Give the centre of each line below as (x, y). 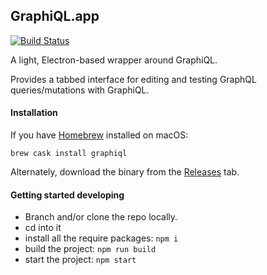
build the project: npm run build (90, 249)
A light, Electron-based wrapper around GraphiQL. (114, 60)
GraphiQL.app (55, 16)
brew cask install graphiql (69, 154)
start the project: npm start (80, 260)
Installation (34, 113)
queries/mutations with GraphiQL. (80, 90)
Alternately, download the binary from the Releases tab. (125, 172)
